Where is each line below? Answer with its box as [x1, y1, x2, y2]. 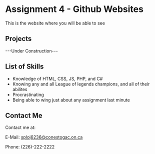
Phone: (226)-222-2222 [5, 144, 55, 150]
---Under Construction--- [5, 47, 58, 53]
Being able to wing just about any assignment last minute [12, 96, 130, 103]
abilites [12, 86, 27, 92]
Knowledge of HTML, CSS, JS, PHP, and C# [12, 75, 103, 81]
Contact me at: [5, 124, 36, 130]
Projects [5, 34, 32, 43]
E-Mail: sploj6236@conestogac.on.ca [5, 134, 83, 140]
